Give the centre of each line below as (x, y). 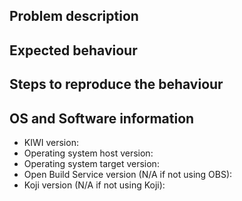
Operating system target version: (91, 163)
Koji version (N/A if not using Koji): (94, 185)
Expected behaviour (73, 50)
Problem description (74, 16)
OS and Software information (102, 118)
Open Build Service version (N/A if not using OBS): (128, 174)
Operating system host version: (88, 153)
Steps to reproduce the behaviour (116, 84)
